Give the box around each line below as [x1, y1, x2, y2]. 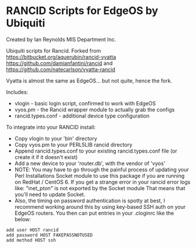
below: [14, 215, 31, 223]
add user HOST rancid [6, 227, 59, 233]
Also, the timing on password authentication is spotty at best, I [14, 197, 166, 204]
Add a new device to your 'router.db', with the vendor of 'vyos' [14, 160, 166, 167]
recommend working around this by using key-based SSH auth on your [14, 203, 186, 210]
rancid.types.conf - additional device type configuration [14, 112, 150, 119]
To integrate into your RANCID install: [6, 123, 96, 130]
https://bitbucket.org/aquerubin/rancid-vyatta [6, 53, 116, 60]
